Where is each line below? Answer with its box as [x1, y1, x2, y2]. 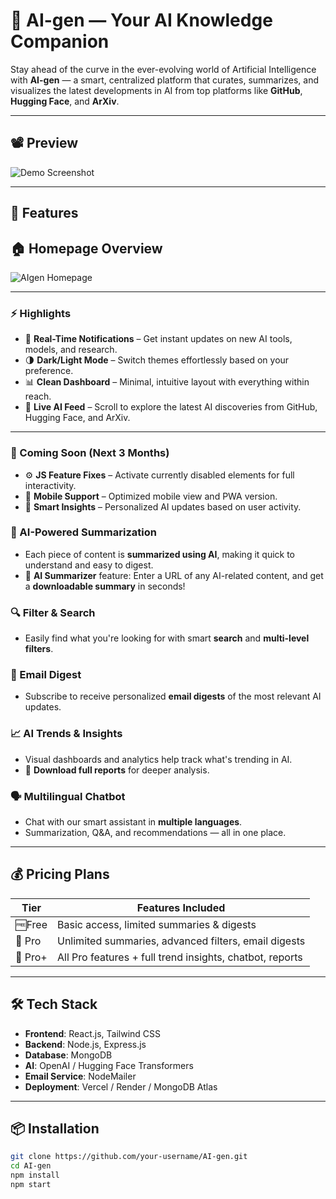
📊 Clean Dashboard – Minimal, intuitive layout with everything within [24, 376, 310, 388]
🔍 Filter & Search [10, 605, 96, 619]
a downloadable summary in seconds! [24, 580, 186, 592]
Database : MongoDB [24, 1049, 113, 1061]
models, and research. [24, 344, 118, 356]
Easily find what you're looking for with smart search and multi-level [24, 632, 310, 644]
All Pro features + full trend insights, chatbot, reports [57, 950, 303, 964]
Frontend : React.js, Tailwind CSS [24, 1027, 162, 1039]
